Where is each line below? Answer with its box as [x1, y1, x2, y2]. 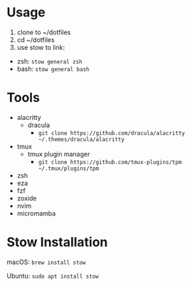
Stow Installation [6, 234, 108, 251]
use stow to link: [16, 43, 65, 51]
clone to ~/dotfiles [16, 28, 71, 36]
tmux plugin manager [27, 149, 90, 158]
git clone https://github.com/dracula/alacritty [38, 129, 186, 136]
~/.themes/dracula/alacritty [38, 136, 125, 143]
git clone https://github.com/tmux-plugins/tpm [38, 158, 182, 166]
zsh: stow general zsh [16, 56, 82, 65]
